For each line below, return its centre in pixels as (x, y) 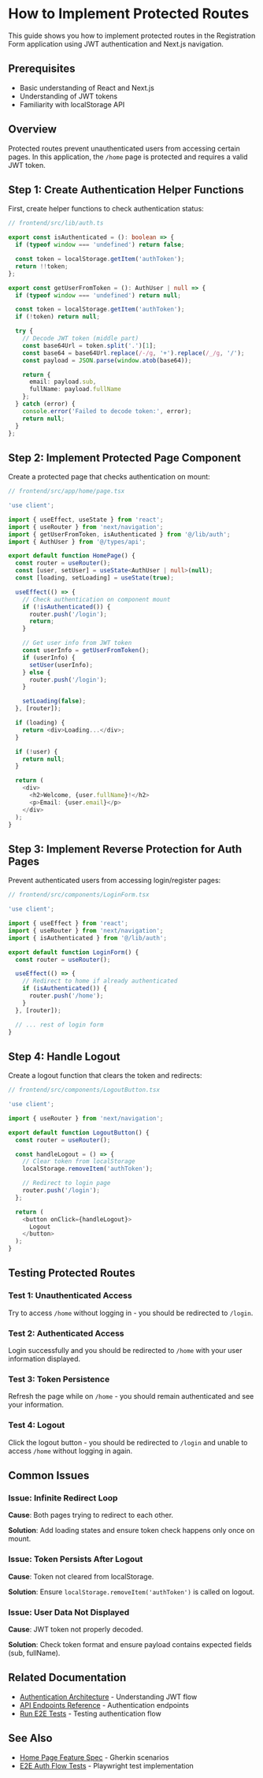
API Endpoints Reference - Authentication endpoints (104, 1705)
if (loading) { (40, 723)
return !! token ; (42, 266)
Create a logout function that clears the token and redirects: (105, 1075)
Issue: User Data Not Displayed (69, 1612)
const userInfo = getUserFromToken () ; (86, 650)
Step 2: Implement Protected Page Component (125, 458)
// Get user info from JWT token (77, 643)
